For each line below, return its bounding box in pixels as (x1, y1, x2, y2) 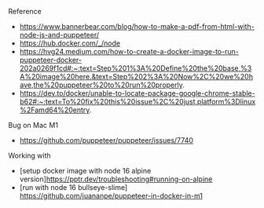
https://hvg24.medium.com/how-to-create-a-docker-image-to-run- (19, 47, 240, 56)
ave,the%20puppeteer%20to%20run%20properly (19, 80, 183, 89)
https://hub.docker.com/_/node (19, 38, 120, 48)
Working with (8, 151, 51, 160)
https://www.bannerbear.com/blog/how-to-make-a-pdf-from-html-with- (19, 22, 255, 31)
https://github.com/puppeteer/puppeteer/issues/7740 (19, 136, 194, 144)
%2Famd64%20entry (19, 105, 90, 115)
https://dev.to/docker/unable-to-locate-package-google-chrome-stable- (19, 89, 255, 97)
